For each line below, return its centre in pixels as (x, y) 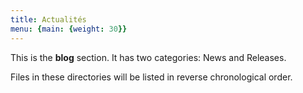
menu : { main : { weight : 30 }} (69, 29)
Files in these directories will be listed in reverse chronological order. (151, 77)
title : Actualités (48, 19)
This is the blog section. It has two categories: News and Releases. (148, 57)
